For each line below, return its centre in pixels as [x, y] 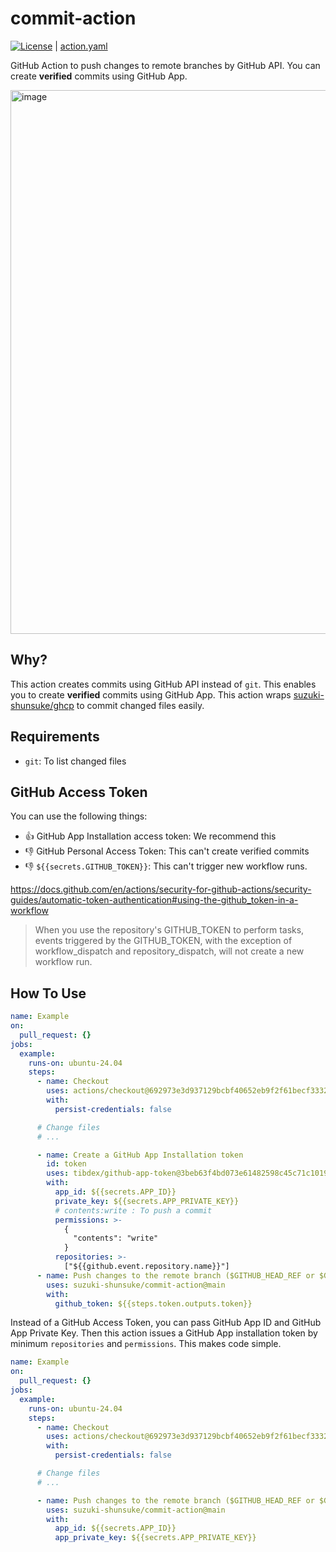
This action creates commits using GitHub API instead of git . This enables [163, 684]
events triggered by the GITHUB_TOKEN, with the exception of [163, 941]
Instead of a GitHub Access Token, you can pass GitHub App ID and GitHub [166, 1323]
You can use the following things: [79, 816]
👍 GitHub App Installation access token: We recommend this [150, 836]
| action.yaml [81, 46]
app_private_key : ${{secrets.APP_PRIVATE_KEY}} [155, 1538]
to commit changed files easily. [140, 705]
